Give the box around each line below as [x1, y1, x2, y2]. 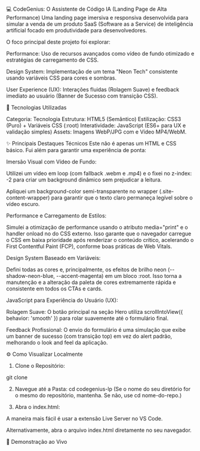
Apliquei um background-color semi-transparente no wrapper [6, 188, 158, 195]
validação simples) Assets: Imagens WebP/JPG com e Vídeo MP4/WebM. [6, 128, 187, 135]
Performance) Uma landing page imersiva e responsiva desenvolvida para [6, 14, 189, 21]
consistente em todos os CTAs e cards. [6, 285, 103, 292]
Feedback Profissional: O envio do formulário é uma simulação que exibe [6, 326, 186, 333]
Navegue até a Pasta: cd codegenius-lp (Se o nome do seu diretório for [14, 386, 191, 392]
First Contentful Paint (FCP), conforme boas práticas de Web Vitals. [6, 243, 173, 250]
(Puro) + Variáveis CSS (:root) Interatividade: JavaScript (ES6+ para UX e [6, 122, 186, 129]
